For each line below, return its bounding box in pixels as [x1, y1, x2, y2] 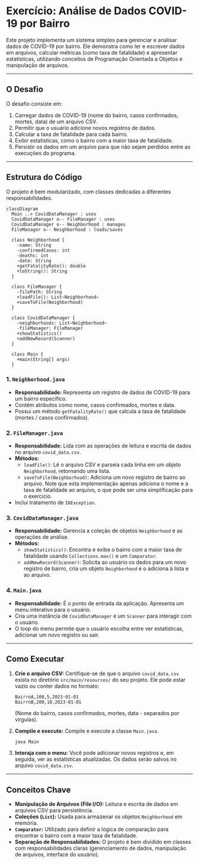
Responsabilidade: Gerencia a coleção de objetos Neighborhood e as [14, 527, 182, 535]
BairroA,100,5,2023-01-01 [14, 694, 79, 700]
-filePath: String [17, 289, 62, 295]
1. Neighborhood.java [6, 375, 65, 383]
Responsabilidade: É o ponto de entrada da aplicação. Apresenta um [14, 599, 185, 606]
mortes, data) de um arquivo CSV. [14, 117, 98, 125]
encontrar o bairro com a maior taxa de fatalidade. [14, 832, 138, 839]
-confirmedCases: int [17, 247, 70, 253]
